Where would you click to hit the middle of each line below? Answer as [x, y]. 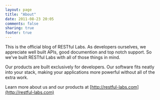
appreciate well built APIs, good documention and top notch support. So [79, 52]
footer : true [19, 33]
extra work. [17, 77]
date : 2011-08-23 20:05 [30, 19]
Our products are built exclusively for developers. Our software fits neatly [80, 67]
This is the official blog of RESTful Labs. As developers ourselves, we [76, 47]
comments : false [22, 24]
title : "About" [21, 14]
